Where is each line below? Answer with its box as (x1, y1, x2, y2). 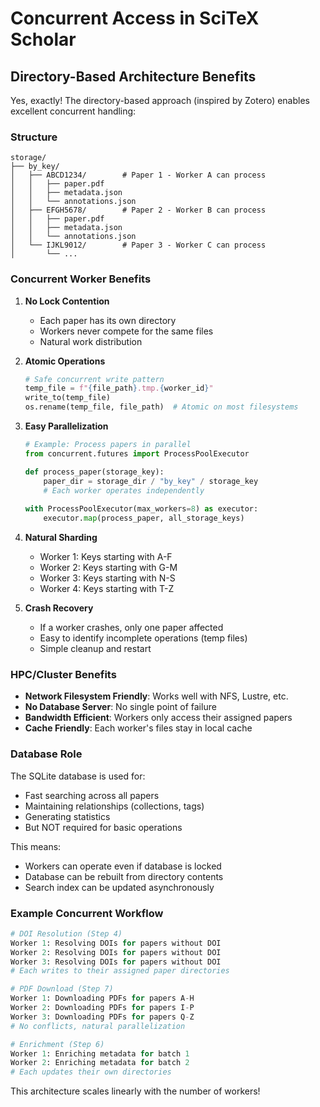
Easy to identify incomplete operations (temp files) (39, 632, 248, 644)
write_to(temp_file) (24, 393, 111, 403)
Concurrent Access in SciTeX (10, 7, 260, 30)
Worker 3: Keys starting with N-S (39, 572, 176, 584)
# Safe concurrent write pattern (24, 374, 165, 384)
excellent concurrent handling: (10, 105, 137, 117)
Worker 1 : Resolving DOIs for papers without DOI (10, 938, 222, 948)
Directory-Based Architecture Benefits (10, 68, 257, 85)
